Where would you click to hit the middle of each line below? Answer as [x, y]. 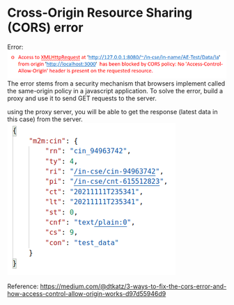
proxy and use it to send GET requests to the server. [82, 98]
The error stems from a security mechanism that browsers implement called [116, 83]
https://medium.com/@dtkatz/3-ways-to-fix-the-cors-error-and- [133, 286]
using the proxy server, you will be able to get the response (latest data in [112, 111]
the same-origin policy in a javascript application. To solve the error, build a [115, 91]
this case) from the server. [45, 119]
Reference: [23, 286]
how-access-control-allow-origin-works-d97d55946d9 [87, 293]
